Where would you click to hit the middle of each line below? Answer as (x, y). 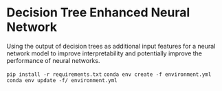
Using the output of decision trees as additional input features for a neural (111, 46)
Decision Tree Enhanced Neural (98, 13)
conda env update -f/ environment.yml (62, 80)
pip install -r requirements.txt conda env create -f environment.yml (109, 74)
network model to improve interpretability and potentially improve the (104, 53)
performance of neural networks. (53, 60)
